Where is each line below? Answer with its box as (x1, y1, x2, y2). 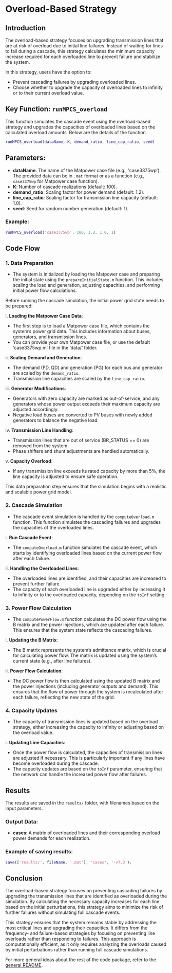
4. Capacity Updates (5, 707, 58, 714)
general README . (5, 962, 43, 968)
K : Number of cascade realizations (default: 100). (12, 183, 117, 190)
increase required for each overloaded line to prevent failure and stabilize (5, 53, 161, 60)
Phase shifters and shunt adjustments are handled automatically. (12, 448, 150, 454)
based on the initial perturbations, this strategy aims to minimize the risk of (5, 904, 163, 910)
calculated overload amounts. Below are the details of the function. (5, 129, 147, 135)
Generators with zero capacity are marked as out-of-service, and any (12, 395, 160, 401)
